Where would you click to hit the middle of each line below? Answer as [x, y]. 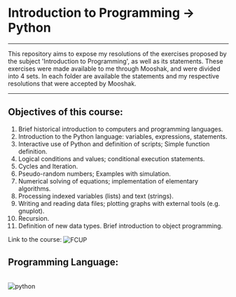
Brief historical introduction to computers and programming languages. [120, 129]
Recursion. [34, 218]
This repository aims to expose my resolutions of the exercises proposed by [117, 53]
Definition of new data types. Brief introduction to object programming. [120, 226]
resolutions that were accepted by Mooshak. [72, 83]
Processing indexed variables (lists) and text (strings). [96, 196]
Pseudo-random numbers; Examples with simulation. [94, 174]
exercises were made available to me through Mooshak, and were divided [114, 69]
